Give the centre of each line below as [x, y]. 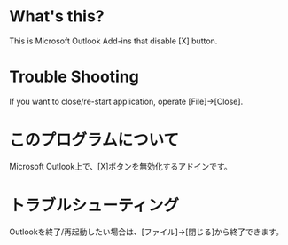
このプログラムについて [94, 140]
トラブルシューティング [94, 205]
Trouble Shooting [74, 77]
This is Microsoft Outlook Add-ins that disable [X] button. [113, 41]
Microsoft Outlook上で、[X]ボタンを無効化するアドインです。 [121, 166]
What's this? [57, 16]
